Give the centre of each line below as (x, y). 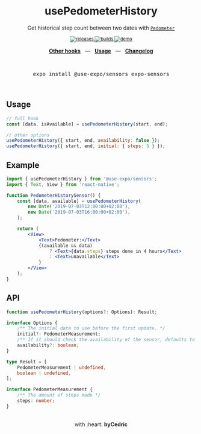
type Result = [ (26, 362)
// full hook (23, 118)
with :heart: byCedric (101, 424)
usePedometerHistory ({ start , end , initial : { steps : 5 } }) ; (86, 146)
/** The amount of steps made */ (59, 395)
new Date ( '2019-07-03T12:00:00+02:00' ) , (79, 206)
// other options (28, 135)
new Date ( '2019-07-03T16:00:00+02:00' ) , (79, 212)
